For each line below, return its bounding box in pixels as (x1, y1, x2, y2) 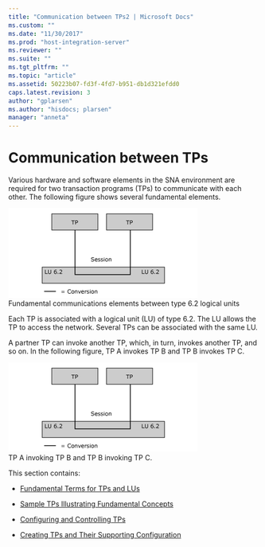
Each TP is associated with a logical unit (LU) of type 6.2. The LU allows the (8, 315, 256, 324)
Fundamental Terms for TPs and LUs (19, 484, 141, 494)
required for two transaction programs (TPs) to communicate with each (8, 184, 242, 193)
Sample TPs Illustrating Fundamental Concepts (19, 499, 173, 509)
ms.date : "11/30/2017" (8, 29, 84, 37)
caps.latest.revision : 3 (8, 88, 91, 96)
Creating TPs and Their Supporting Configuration (19, 530, 181, 540)
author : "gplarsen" (8, 96, 73, 105)
